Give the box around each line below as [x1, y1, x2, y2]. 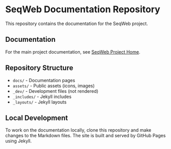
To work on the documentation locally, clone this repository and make [5, 127, 152, 133]
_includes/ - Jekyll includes [12, 93, 72, 100]
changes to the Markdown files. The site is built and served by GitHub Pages [5, 133, 166, 139]
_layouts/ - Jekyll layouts [12, 98, 67, 105]
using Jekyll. [5, 138, 32, 144]
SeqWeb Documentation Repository [5, 4, 160, 15]
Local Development [5, 113, 68, 122]
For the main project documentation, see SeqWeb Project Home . [5, 48, 140, 55]
